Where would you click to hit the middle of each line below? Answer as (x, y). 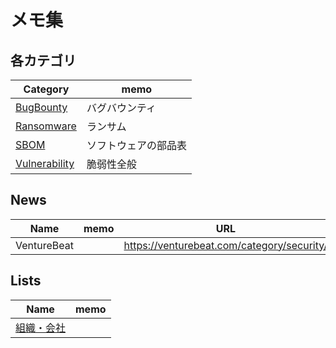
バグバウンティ (121, 108)
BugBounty (41, 107)
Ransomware (46, 126)
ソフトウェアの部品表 (136, 145)
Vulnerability (45, 163)
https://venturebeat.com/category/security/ (225, 245)
